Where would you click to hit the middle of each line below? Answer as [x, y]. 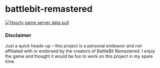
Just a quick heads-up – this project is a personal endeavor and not [73, 46]
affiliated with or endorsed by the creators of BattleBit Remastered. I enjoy [80, 51]
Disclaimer [18, 35]
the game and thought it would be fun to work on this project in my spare [79, 56]
